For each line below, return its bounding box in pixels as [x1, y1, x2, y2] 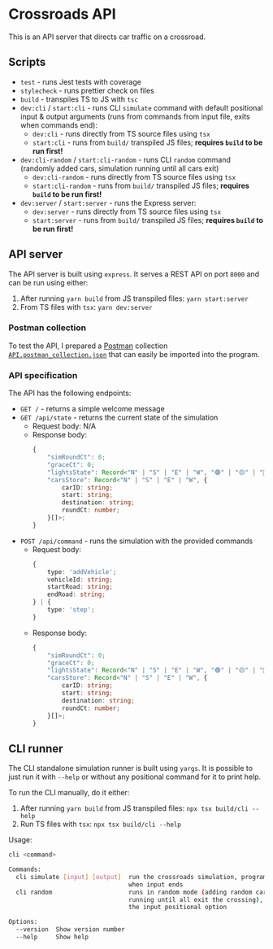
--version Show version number [15, 925, 126, 934]
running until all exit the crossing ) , [128, 895, 264, 903]
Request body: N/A [32, 421, 96, 431]
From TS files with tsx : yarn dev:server [19, 302, 153, 311]
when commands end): [19, 120, 98, 130]
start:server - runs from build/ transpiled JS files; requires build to [32, 215, 264, 224]
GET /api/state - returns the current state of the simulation [19, 412, 219, 423]
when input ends [128, 880, 184, 889]
